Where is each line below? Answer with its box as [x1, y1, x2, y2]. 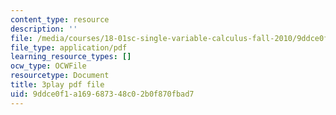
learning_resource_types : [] [10, 52, 132, 62]
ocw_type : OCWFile [10, 61, 87, 71]
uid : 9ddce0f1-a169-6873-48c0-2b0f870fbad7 [10, 89, 195, 99]
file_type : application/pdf [10, 42, 128, 53]
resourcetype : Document [10, 71, 110, 81]
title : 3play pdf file [10, 80, 105, 90]
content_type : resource [10, 14, 110, 25]
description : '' [10, 24, 78, 34]
